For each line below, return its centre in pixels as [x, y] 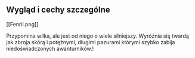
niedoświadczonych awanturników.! [50, 48]
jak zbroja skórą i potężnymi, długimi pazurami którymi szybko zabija [91, 42]
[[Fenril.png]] [22, 24]
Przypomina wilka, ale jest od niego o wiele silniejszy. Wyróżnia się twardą [97, 36]
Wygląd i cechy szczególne [58, 10]
